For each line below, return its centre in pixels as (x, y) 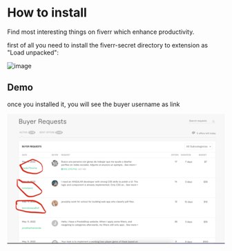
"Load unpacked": (33, 52)
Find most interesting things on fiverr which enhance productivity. (101, 32)
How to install (47, 13)
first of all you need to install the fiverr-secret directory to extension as (108, 45)
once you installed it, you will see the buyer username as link (94, 104)
